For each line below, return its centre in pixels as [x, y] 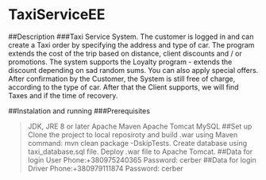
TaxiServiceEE [57, 15]
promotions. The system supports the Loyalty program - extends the [120, 62]
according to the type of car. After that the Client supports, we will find [124, 87]
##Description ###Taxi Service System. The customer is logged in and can [131, 36]
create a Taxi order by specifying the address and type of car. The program [131, 44]
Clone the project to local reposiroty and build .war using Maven [133, 134]
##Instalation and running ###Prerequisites [79, 111]
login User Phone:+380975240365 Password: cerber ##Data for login [142, 159]
